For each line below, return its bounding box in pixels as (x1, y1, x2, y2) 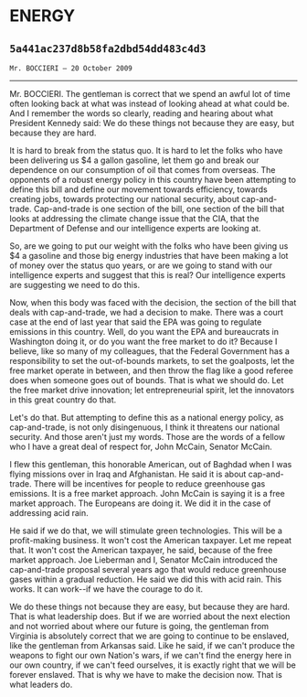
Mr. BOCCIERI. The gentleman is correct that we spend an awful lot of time (9, 89, 291, 99)
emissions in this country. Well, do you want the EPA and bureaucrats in (9, 327, 280, 337)
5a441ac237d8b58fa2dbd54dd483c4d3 (9, 42, 206, 55)
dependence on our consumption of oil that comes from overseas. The (9, 165, 276, 175)
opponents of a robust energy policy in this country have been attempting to (9, 175, 297, 185)
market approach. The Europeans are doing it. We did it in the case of (9, 498, 271, 509)
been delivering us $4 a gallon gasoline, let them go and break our (9, 155, 259, 166)
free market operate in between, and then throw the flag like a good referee (9, 365, 294, 376)
